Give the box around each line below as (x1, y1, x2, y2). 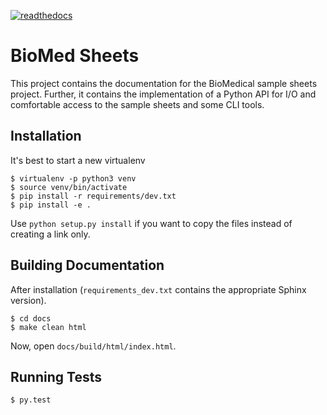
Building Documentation (10, 257, 165, 274)
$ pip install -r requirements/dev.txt (10, 191, 177, 201)
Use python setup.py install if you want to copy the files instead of (10, 217, 293, 229)
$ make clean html (10, 322, 87, 332)
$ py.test (10, 395, 52, 405)
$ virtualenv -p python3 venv (10, 173, 137, 184)
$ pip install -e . (10, 200, 92, 210)
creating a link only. (10, 228, 91, 240)
